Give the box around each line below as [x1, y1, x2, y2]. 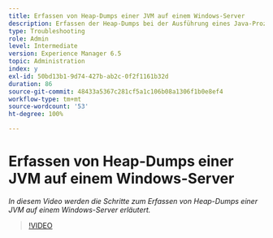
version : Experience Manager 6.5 [8, 50, 122, 58]
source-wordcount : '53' [8, 102, 89, 110]
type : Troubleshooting [8, 27, 85, 35]
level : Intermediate [8, 42, 79, 50]
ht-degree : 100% [8, 110, 63, 119]
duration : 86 [8, 80, 53, 88]
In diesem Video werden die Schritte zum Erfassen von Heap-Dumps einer [8, 196, 258, 206]
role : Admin [8, 34, 49, 43]
